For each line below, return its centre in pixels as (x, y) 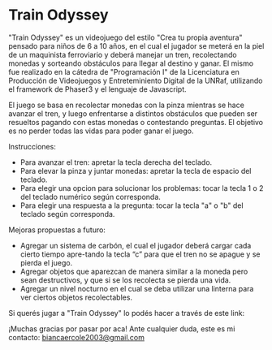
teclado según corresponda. (67, 214)
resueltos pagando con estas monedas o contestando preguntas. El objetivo (136, 122)
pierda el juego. (46, 262)
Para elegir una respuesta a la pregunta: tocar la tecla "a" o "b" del (132, 205)
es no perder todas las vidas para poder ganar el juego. (101, 131)
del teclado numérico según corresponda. (90, 197)
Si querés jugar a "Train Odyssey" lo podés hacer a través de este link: (127, 313)
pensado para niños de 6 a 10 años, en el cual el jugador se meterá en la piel (136, 45)
